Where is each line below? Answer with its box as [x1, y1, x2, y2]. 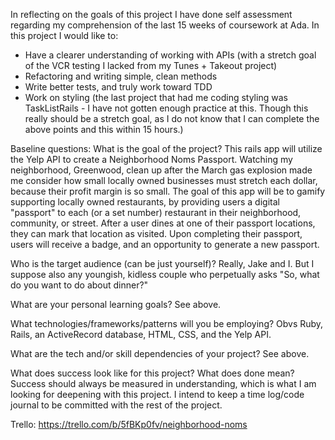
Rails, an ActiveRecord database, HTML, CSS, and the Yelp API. [10, 329, 272, 340]
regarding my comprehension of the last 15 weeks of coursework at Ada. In [10, 19, 320, 31]
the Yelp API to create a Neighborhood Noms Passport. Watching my [10, 154, 293, 165]
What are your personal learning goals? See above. [10, 299, 222, 310]
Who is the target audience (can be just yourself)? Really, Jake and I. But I [10, 258, 315, 269]
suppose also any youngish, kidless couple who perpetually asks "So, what [10, 269, 320, 280]
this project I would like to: [10, 30, 119, 41]
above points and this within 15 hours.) [24, 124, 184, 135]
